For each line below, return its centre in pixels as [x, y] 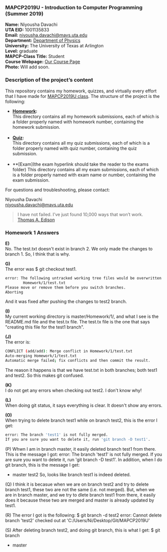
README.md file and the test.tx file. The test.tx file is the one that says [78, 322]
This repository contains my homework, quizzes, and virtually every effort [81, 91]
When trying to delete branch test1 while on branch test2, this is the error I [82, 420]
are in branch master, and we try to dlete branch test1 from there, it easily [81, 495]
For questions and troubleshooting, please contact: [58, 190]
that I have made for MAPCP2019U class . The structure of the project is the [83, 96]
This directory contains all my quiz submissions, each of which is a [81, 143]
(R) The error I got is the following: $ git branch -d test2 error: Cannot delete [83, 515]
